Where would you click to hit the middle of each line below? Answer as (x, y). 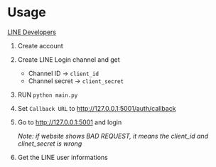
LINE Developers (32, 32)
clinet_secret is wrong (50, 144)
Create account (40, 45)
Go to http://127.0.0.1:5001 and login (70, 122)
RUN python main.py (48, 95)
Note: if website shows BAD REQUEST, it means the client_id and (113, 136)
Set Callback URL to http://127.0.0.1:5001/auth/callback (97, 108)
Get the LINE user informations (63, 157)
